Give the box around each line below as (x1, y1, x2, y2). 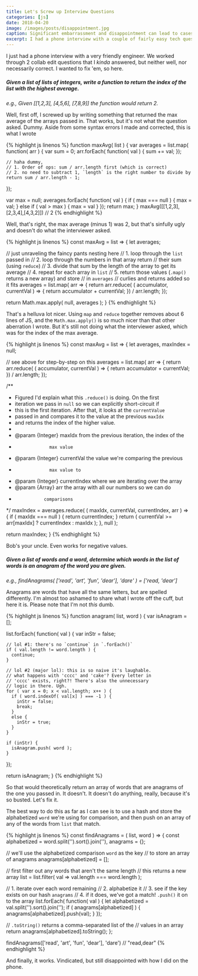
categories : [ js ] (6, 14, 49, 20)
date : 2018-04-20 (6, 20, 49, 25)
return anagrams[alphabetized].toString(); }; (6, 927, 113, 935)
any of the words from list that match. (6, 820, 101, 827)
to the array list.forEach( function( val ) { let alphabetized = (6, 897, 149, 904)
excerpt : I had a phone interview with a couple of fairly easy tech (6, 36, 181, 42)
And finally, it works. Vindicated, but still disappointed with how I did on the (6, 956, 189, 964)
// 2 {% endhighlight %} (45, 209, 103, 216)
